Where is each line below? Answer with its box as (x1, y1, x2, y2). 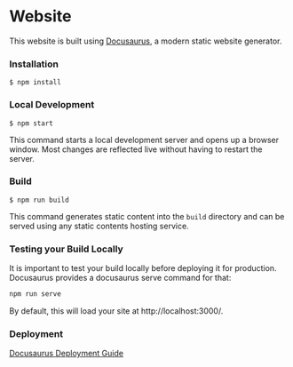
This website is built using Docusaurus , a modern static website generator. (9, 36, 282, 46)
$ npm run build (9, 195, 69, 204)
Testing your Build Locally (9, 243, 124, 255)
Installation (9, 58, 59, 70)
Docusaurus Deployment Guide (9, 348, 124, 359)
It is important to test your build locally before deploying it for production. (9, 263, 277, 274)
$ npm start (9, 118, 53, 128)
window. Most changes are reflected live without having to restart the (9, 144, 263, 155)
